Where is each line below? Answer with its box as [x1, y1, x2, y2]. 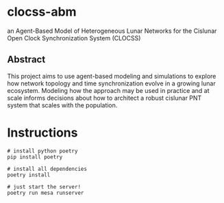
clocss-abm [7, 4, 77, 20]
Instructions [7, 124, 78, 140]
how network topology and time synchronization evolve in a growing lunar [7, 79, 216, 87]
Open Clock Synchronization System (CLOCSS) [7, 33, 141, 42]
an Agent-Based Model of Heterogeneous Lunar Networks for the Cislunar [7, 27, 217, 35]
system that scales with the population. [7, 100, 118, 109]
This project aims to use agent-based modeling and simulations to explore [7, 72, 216, 80]
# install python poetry [7, 148, 78, 154]
